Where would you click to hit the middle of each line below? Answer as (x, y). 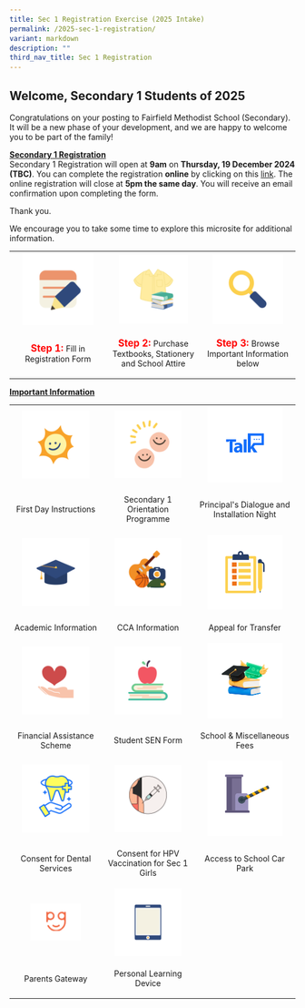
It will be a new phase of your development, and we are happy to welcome (148, 127)
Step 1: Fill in (58, 348)
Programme (148, 519)
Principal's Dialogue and (245, 504)
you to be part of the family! (61, 137)
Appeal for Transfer (245, 627)
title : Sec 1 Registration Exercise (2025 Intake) (107, 19)
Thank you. (30, 210)
